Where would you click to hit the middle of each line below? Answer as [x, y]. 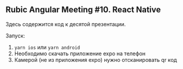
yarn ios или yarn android [47, 47]
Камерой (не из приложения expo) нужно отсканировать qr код [95, 59]
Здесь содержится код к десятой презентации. [66, 24]
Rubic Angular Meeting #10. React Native [83, 10]
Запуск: [15, 36]
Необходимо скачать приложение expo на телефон [80, 54]
